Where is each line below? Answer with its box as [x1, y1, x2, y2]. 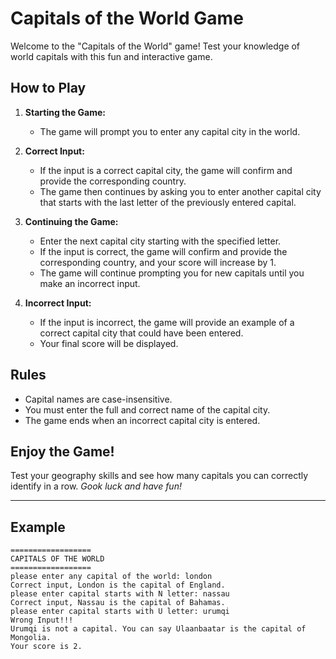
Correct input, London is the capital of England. [10, 580, 226, 591]
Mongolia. [10, 633, 52, 643]
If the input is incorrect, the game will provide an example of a [39, 316, 295, 328]
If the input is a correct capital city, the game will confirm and [39, 164, 293, 176]
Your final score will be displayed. [39, 337, 179, 349]
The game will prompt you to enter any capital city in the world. [39, 125, 301, 137]
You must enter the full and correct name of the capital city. [24, 403, 271, 416]
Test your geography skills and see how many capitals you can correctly [10, 470, 309, 482]
